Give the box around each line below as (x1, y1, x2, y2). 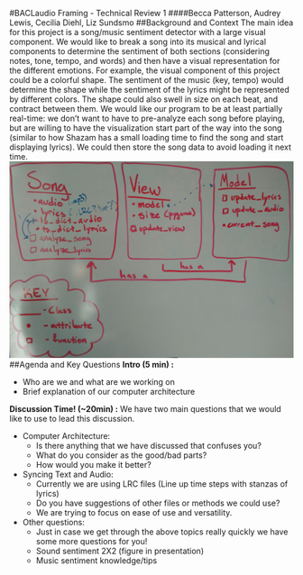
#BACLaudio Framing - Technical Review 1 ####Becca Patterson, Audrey (9, 8, 281, 18)
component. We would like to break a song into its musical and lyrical (9, 36, 267, 47)
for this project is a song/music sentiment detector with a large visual (9, 27, 266, 37)
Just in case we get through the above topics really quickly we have (35, 526, 289, 537)
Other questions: (22, 516, 86, 527)
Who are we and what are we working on (22, 376, 176, 387)
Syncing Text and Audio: (22, 469, 115, 479)
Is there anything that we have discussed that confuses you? (35, 440, 262, 451)
